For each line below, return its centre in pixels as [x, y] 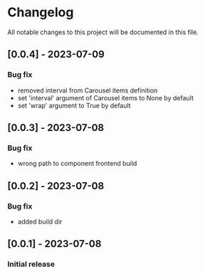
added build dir [40, 222]
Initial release [31, 264]
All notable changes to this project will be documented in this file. [103, 32]
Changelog [41, 12]
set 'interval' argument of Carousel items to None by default [105, 98]
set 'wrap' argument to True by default [74, 105]
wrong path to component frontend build [77, 164]
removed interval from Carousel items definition [88, 90]
